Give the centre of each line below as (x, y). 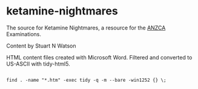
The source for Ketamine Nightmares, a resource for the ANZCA (86, 28)
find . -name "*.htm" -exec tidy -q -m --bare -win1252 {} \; (86, 80)
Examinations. (24, 34)
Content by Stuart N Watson (41, 46)
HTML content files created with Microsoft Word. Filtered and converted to (99, 57)
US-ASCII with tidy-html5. (38, 64)
